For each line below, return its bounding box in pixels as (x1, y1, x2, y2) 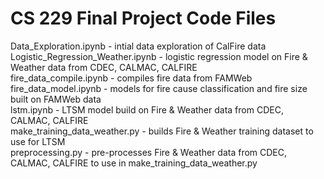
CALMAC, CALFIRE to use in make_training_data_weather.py (10, 157, 258, 169)
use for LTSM (10, 135, 66, 147)
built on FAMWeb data (10, 93, 102, 105)
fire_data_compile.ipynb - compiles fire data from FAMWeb (10, 72, 253, 84)
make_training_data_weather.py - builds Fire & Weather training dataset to (10, 125, 314, 137)
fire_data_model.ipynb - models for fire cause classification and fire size (10, 82, 308, 94)
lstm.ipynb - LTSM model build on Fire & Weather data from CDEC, (10, 103, 284, 116)
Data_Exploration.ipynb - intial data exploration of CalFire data (10, 40, 267, 52)
